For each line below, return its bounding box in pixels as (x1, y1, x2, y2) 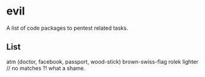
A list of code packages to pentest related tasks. (6, 24, 129, 32)
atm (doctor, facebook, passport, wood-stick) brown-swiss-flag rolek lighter (6, 58, 199, 65)
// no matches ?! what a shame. (6, 64, 86, 72)
